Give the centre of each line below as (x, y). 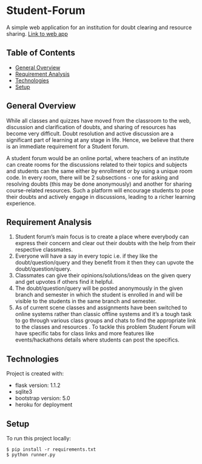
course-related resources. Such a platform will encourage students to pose (100, 190)
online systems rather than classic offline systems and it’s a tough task (103, 314)
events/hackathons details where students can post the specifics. (97, 340)
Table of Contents (41, 53)
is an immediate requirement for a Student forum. (68, 146)
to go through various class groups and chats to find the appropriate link (106, 321)
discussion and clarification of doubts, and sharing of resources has (91, 127)
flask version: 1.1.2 (38, 385)
